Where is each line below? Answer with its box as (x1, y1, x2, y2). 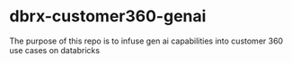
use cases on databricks (9, 44, 101, 55)
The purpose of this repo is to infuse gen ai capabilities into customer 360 (9, 35, 284, 46)
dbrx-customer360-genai (9, 6, 207, 27)
